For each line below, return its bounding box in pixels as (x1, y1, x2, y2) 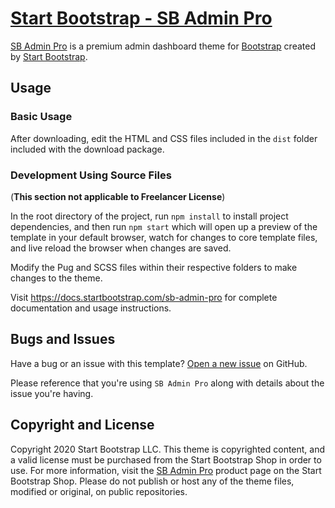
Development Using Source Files (10, 168, 172, 182)
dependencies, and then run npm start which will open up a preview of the (10, 220, 318, 232)
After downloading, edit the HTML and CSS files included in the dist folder (10, 132, 318, 144)
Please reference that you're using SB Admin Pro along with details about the (10, 377, 325, 389)
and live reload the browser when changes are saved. (10, 242, 232, 254)
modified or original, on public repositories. (10, 485, 188, 497)
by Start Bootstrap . (10, 50, 88, 62)
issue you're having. (10, 387, 94, 399)
